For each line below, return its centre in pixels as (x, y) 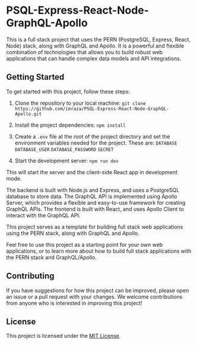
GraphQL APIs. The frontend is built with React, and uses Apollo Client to (95, 209)
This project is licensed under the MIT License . (63, 336)
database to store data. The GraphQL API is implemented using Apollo (92, 196)
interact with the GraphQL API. (43, 215)
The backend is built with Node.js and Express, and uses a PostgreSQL (93, 190)
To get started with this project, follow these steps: (68, 91)
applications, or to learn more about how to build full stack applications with (99, 251)
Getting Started (35, 77)
